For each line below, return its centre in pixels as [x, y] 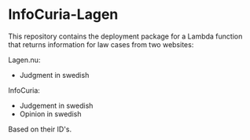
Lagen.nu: [24, 60]
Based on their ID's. [40, 129]
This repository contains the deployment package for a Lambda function [125, 36]
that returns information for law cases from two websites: [101, 44]
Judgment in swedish [54, 75]
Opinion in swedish [50, 114]
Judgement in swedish [56, 105]
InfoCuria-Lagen [63, 15]
